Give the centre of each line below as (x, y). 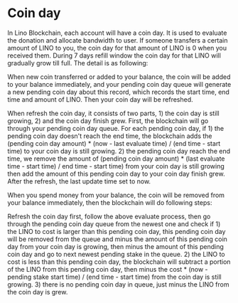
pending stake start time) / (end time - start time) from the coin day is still (114, 277)
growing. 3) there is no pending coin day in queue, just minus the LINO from (118, 284)
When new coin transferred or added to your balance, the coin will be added (119, 77)
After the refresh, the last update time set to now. (79, 181)
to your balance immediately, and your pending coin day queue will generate (119, 84)
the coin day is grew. (38, 292)
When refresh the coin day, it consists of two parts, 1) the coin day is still (113, 113)
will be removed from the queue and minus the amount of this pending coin (117, 239)
